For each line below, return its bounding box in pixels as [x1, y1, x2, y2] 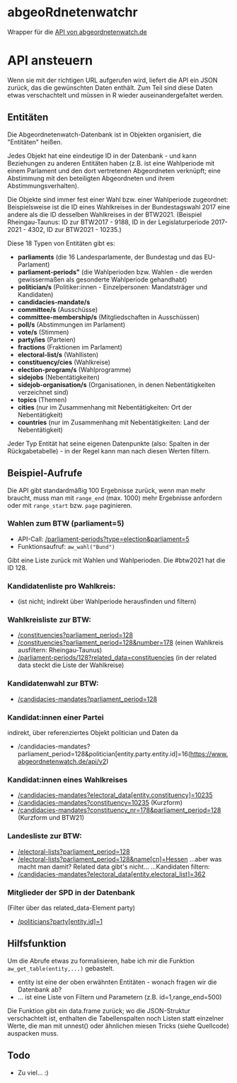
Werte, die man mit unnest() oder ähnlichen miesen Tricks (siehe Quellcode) [7, 1021, 230, 1030]
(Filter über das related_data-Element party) [7, 903, 136, 912]
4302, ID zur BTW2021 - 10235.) [27, 225, 122, 233]
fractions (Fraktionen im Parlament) [17, 342, 122, 351]
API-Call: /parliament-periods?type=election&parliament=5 [17, 535, 190, 543]
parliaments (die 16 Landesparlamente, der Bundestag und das [17, 253, 203, 261]
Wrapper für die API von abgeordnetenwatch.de [7, 28, 147, 36]
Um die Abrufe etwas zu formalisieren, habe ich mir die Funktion [7, 956, 195, 965]
